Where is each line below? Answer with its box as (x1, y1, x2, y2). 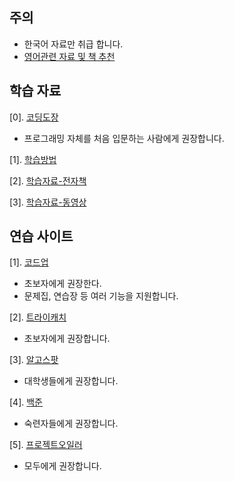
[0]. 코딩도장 (9, 111, 59, 123)
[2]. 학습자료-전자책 (9, 174, 87, 187)
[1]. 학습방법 (9, 153, 57, 165)
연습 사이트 (9, 228, 74, 245)
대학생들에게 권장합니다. (23, 375, 119, 387)
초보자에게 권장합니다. (23, 333, 111, 345)
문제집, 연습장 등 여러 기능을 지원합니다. (23, 290, 179, 302)
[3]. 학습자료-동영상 (9, 196, 87, 208)
